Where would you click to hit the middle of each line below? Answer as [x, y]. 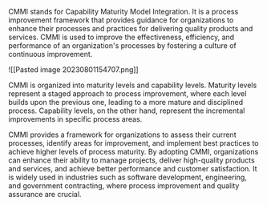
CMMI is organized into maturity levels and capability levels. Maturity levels [133, 85]
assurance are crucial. [45, 194]
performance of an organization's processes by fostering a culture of [122, 46]
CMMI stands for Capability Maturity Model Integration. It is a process [123, 12]
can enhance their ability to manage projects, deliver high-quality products [131, 160]
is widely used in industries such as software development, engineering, [127, 177]
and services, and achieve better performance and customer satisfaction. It [133, 169]
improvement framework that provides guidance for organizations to [121, 20]
